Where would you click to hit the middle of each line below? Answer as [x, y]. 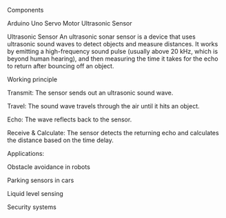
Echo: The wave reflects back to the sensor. [70, 119]
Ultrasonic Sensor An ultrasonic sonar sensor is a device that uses [102, 37]
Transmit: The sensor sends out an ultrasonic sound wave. [90, 93]
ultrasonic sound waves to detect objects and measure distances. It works [113, 44]
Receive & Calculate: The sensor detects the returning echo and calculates [113, 133]
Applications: [26, 153]
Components [25, 10]
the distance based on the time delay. [60, 140]
